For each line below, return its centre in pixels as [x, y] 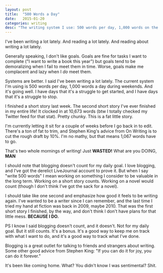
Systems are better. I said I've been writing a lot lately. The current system [80, 81]
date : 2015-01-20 [25, 19]
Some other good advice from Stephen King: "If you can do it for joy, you [78, 251]
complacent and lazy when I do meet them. [49, 72]
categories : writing [26, 23]
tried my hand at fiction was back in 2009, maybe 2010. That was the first [79, 206]
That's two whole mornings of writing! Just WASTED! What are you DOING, [81, 151]
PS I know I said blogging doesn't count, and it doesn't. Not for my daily [77, 226]
